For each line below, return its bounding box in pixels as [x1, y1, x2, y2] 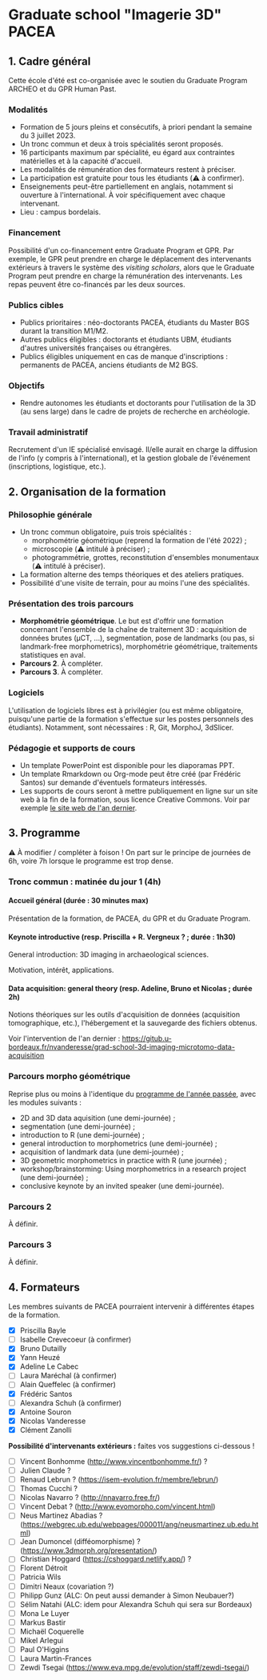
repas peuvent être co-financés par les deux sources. [8, 279, 185, 289]
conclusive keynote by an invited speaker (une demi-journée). [19, 1181, 225, 1190]
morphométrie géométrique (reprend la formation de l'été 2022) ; [31, 536, 247, 546]
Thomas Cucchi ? [19, 1484, 78, 1494]
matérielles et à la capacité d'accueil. [19, 156, 142, 166]
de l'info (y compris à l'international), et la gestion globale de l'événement [8, 454, 250, 463]
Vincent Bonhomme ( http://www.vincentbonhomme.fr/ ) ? [19, 1456, 208, 1466]
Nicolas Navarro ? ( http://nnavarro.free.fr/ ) [19, 1493, 161, 1502]
